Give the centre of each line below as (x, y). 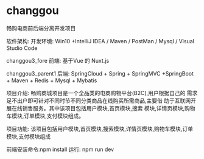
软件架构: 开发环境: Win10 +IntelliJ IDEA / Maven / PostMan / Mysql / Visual (100, 41)
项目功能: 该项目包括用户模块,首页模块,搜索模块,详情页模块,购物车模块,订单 (100, 129)
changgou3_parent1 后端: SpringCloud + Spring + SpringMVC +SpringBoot (100, 73)
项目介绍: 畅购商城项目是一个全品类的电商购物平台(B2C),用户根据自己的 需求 (102, 93)
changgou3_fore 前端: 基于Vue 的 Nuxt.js (58, 60)
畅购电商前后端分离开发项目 (41, 28)
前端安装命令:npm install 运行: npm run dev (60, 149)
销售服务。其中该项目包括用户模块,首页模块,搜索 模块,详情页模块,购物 (109, 108)
